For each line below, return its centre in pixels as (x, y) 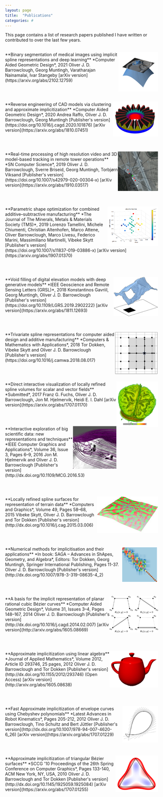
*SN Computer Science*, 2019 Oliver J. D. (47, 165)
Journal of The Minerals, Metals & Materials (49, 220)
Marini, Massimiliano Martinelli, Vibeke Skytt (49, 240)
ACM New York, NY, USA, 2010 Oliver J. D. (48, 774)
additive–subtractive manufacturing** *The (48, 214)
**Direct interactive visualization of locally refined (55, 384)
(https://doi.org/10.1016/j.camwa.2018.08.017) (50, 360)
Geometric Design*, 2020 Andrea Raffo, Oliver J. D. (56, 115)
